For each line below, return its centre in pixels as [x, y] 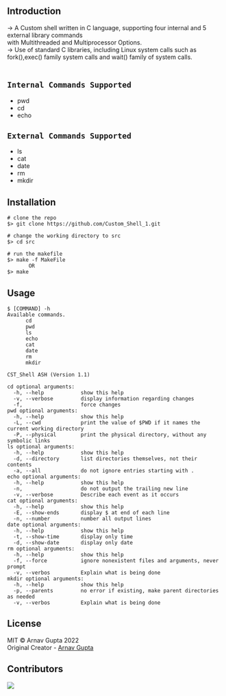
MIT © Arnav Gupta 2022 [43, 640]
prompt [16, 567]
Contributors [35, 669]
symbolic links [29, 441]
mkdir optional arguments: [46, 579]
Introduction [34, 11]
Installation [32, 202]
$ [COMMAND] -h [29, 309]
